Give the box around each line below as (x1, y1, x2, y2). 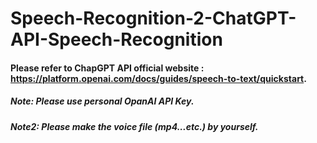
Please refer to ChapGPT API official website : (10, 62, 205, 74)
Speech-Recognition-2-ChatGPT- (10, 7, 297, 30)
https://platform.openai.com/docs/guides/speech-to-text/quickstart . (10, 72, 307, 84)
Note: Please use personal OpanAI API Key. (10, 95, 195, 107)
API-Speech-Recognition (10, 28, 223, 51)
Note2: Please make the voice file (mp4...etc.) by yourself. (10, 120, 259, 132)
